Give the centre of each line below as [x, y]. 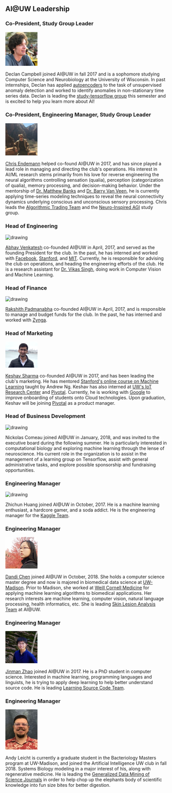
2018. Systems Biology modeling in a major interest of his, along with [78, 769]
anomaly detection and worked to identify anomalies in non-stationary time [85, 90]
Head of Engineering [32, 226]
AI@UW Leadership [37, 9]
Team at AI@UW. [23, 609]
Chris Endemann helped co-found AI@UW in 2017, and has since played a [83, 164]
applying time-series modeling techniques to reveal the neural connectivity [85, 196]
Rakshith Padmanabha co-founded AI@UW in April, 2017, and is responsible [85, 309]
